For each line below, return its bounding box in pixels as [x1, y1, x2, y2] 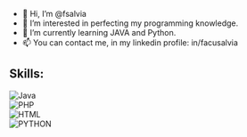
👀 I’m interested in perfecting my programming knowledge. [21, 18, 239, 28]
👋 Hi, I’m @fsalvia [21, 9, 87, 19]
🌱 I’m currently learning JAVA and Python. [21, 28, 177, 37]
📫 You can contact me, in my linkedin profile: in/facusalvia [21, 37, 239, 48]
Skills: [9, 67, 45, 82]
